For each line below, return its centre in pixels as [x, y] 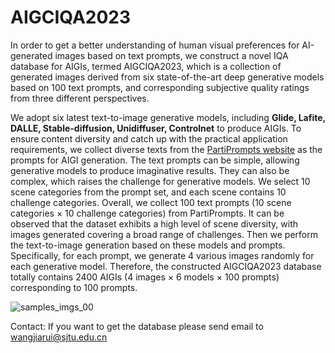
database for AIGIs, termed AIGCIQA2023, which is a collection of [146, 66]
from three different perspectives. [80, 98]
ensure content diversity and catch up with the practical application [149, 138]
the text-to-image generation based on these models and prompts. [148, 245]
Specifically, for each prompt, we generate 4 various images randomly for [162, 255]
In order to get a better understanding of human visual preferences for [155, 45]
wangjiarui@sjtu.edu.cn [59, 337]
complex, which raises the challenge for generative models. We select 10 [160, 181]
